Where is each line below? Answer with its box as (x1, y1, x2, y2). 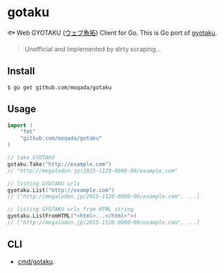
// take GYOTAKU (7, 154, 55, 162)
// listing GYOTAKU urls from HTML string (7, 206, 134, 213)
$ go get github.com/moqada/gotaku (7, 84, 112, 91)
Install (7, 65, 35, 78)
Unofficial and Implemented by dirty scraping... (24, 44, 161, 53)
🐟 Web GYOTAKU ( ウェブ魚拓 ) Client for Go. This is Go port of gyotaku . (7, 28, 218, 37)
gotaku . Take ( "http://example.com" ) (7, 160, 112, 168)
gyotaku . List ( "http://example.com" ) (7, 186, 115, 194)
